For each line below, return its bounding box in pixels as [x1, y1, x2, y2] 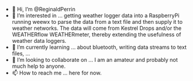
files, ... [11, 50, 31, 57]
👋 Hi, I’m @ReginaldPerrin [11, 6, 76, 13]
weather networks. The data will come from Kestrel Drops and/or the [11, 24, 182, 32]
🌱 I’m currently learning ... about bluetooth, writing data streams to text [11, 43, 187, 51]
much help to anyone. [11, 63, 66, 70]
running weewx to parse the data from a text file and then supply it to [11, 18, 183, 25]
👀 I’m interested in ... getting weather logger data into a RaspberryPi [11, 12, 180, 19]
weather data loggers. [11, 38, 67, 44]
